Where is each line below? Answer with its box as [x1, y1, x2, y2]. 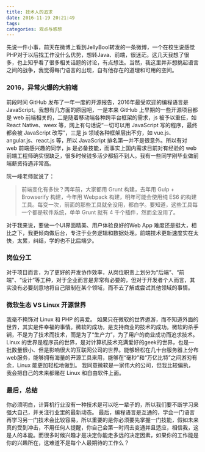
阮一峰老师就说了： [6, 172, 55, 180]
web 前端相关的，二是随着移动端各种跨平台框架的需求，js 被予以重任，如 [13, 114, 197, 121]
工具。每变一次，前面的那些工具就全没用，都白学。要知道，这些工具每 [21, 201, 198, 208]
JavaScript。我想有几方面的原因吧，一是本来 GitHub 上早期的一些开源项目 [6, 106, 193, 113]
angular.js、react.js [6, 136, 55, 144]
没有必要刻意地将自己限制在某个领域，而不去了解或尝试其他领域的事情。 [11, 284, 193, 291]
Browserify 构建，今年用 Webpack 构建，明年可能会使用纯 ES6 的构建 [21, 193, 197, 201]
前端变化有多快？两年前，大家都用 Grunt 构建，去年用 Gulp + [21, 185, 175, 193]
